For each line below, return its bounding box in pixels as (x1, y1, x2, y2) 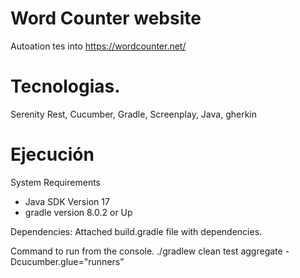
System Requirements (10, 176, 101, 188)
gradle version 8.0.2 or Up (24, 206, 133, 218)
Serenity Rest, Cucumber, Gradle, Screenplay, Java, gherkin (10, 108, 257, 120)
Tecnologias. (10, 75, 121, 98)
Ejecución (10, 143, 95, 166)
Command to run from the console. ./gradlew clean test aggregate (10, 245, 283, 257)
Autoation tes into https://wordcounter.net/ (10, 40, 187, 52)
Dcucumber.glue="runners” (10, 255, 125, 267)
